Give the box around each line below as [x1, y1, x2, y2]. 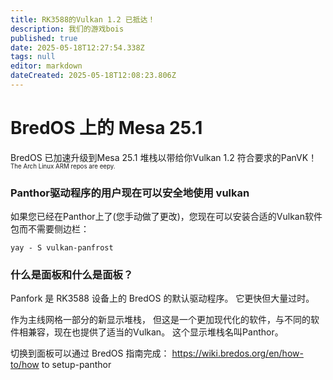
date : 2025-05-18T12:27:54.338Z [10, 42, 145, 53]
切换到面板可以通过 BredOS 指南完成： [10, 347, 170, 360]
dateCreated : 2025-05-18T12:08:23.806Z [10, 71, 177, 81]
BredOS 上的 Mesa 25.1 [10, 117, 203, 140]
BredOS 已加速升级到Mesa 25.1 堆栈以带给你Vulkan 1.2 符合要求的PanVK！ [10, 151, 318, 163]
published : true [10, 33, 78, 43]
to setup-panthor [41, 359, 112, 371]
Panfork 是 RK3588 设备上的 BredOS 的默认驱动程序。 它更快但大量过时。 [10, 292, 315, 305]
